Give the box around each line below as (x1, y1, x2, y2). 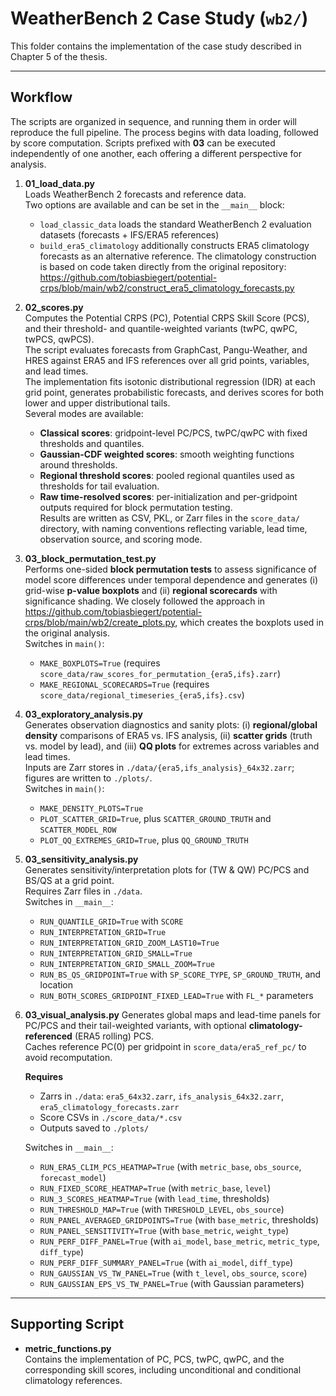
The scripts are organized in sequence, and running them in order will (10, 115, 297, 127)
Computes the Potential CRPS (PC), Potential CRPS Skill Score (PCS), (24, 312, 310, 324)
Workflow (10, 89, 73, 106)
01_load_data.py (24, 177, 96, 189)
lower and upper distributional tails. (24, 397, 171, 409)
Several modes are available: (24, 407, 144, 419)
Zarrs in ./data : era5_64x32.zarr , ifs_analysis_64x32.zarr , (39, 1090, 284, 1102)
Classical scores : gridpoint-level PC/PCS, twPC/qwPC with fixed (39, 427, 308, 439)
